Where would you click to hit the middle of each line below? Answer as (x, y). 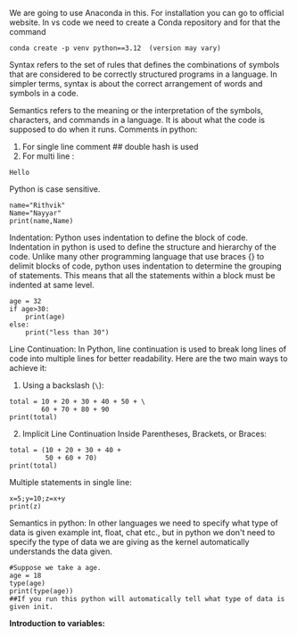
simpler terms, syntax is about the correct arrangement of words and (136, 83)
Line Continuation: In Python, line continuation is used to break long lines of (148, 349)
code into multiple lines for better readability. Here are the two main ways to (148, 359)
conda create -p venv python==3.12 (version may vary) (115, 48)
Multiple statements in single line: (70, 482)
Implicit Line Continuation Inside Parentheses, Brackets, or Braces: (144, 434)
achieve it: (28, 368)
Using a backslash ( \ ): (63, 385)
